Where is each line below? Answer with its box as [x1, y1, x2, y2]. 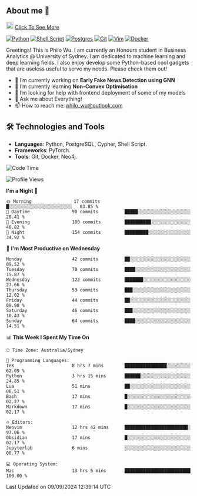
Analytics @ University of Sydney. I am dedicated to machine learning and [6, 52, 186, 59]
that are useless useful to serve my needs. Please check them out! [6, 65, 168, 72]
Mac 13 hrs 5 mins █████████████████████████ [6, 468, 191, 474]
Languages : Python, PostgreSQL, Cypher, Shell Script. [14, 140, 147, 148]
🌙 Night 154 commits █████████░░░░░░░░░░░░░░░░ [6, 229, 191, 235]
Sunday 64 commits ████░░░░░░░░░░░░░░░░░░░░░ [6, 318, 191, 324]
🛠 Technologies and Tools [6, 122, 105, 132]
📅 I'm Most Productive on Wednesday [6, 244, 100, 252]
